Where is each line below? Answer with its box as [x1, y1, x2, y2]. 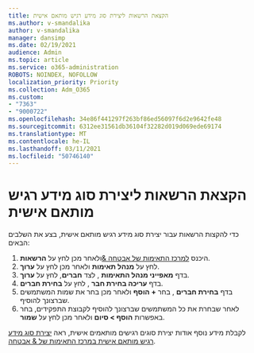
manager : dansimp [8, 33, 66, 42]
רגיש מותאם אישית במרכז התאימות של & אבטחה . [8, 336, 156, 346]
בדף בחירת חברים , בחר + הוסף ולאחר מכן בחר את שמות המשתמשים [19, 287, 233, 297]
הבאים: [8, 238, 30, 247]
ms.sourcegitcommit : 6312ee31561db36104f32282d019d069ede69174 [8, 122, 222, 130]
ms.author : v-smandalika [8, 19, 90, 27]
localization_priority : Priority [8, 78, 119, 86]
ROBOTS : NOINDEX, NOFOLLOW [8, 71, 98, 79]
